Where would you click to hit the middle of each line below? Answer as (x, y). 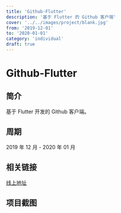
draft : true (20, 45)
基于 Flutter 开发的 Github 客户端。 (48, 111)
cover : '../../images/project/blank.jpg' (57, 22)
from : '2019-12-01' (30, 28)
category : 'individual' (35, 39)
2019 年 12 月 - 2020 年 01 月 (41, 147)
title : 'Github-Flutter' (36, 11)
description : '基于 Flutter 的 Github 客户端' (61, 17)
